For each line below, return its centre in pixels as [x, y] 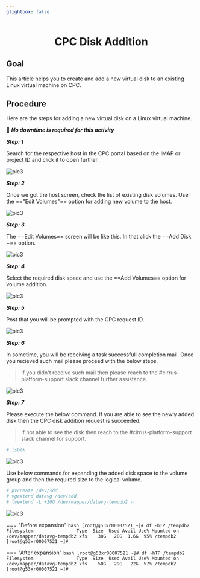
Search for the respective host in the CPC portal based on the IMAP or [93, 153]
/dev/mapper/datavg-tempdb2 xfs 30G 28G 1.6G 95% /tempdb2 [91, 536]
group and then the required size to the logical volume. [74, 480]
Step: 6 [16, 343]
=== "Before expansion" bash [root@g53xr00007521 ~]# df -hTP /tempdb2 [98, 525]
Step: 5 [15, 308]
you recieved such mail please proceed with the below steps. [82, 361]
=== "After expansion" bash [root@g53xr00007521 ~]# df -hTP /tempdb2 [95, 553]
